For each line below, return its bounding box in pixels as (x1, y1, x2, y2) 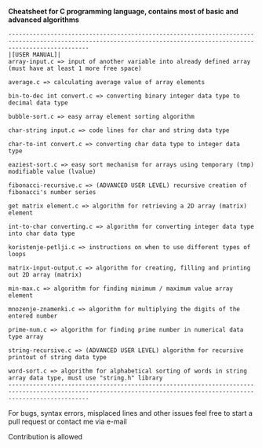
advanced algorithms (8, 15, 80, 24)
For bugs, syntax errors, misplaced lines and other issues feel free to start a (8, 409, 253, 417)
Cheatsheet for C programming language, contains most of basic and (8, 7, 239, 16)
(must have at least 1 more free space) (8, 64, 143, 72)
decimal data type (8, 99, 68, 107)
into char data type (8, 230, 76, 237)
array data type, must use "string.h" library (8, 374, 163, 382)
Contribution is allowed (8, 432, 83, 441)
